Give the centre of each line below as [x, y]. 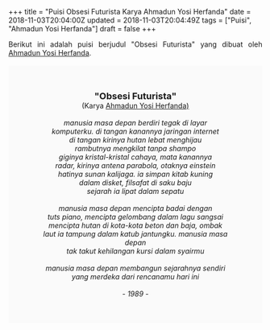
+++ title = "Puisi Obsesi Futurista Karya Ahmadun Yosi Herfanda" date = [130, 12]
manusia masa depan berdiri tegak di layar [135, 123]
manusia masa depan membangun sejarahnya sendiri [135, 268]
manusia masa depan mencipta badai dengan [135, 208]
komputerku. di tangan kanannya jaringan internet [135, 131]
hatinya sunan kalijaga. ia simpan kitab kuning [135, 174]
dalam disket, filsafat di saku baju [135, 183]
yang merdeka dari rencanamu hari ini [135, 276]
